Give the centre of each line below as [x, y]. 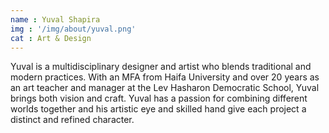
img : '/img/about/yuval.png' [73, 29]
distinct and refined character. [72, 120]
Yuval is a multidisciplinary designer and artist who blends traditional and [161, 67]
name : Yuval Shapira [55, 19]
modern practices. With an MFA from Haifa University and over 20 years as [165, 77]
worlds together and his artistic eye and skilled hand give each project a [158, 109]
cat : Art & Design [51, 38]
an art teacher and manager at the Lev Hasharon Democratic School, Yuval [165, 88]
